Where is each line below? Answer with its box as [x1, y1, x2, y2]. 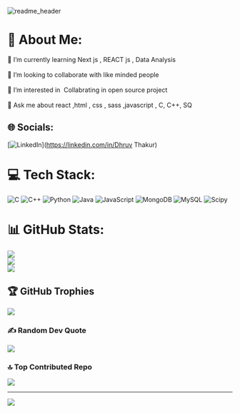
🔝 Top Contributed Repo [7, 362, 93, 372]
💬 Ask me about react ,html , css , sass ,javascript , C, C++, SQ [7, 101, 193, 109]
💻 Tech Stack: [7, 166, 96, 183]
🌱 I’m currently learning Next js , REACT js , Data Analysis [7, 55, 176, 63]
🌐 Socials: [7, 121, 54, 133]
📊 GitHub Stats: [7, 221, 105, 238]
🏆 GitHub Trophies [7, 285, 95, 297]
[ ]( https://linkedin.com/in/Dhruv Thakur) [7, 140, 158, 149]
